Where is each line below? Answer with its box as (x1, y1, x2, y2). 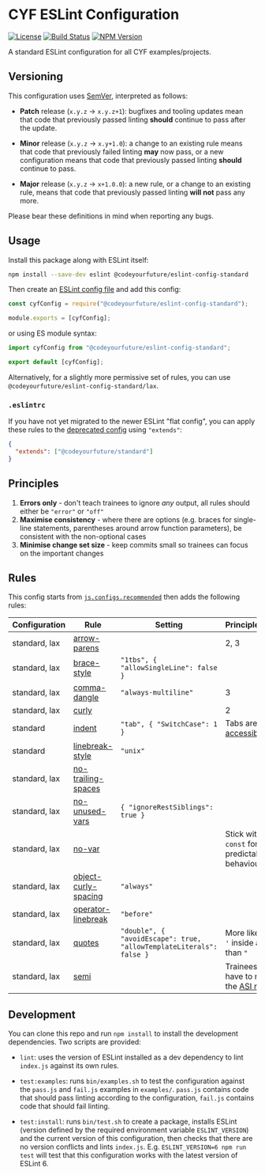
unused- (73, 805, 106, 817)
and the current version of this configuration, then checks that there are (19, 1134, 253, 1143)
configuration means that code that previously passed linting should (19, 155, 242, 165)
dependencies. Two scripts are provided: (8, 1037, 142, 1047)
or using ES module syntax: (8, 328, 97, 338)
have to (225, 971, 253, 982)
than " (225, 947, 248, 958)
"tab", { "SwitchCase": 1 (120, 720, 218, 729)
